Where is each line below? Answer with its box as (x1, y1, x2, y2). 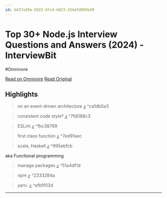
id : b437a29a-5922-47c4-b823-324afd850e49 (5, 7, 94, 12)
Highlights (5, 90, 38, 98)
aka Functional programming (5, 153, 64, 159)
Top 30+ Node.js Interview (5, 28, 118, 40)
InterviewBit (5, 50, 57, 61)
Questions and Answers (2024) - (5, 39, 144, 50)
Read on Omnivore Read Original (5, 75, 72, 82)
